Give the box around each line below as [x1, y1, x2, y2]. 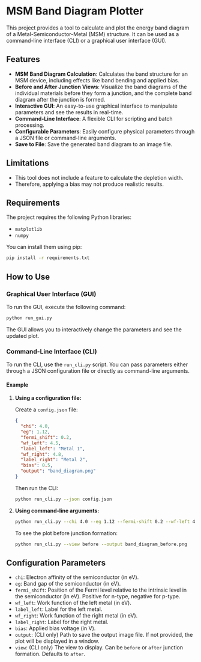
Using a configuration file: [14, 394, 82, 402]
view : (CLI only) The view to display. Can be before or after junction [14, 644, 184, 651]
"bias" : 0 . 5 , [20, 462, 53, 468]
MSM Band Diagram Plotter [6, 4, 144, 18]
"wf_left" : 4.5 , [20, 440, 61, 446]
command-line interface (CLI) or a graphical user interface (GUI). [6, 37, 167, 44]
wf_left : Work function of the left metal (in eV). [14, 599, 132, 607]
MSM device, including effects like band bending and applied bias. [14, 76, 180, 84]
